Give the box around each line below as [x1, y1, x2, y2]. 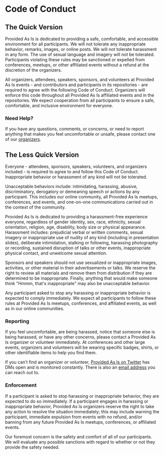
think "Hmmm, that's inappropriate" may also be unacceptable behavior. [5, 281, 151, 287]
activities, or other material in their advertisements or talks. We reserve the [5, 265, 156, 271]
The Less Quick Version [5, 150, 79, 159]
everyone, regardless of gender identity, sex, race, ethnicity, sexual [5, 219, 141, 225]
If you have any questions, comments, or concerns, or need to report [5, 126, 144, 132]
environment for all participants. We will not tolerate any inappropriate [5, 41, 146, 47]
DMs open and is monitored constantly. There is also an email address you [5, 364, 156, 370]
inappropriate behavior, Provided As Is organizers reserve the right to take [5, 403, 154, 409]
